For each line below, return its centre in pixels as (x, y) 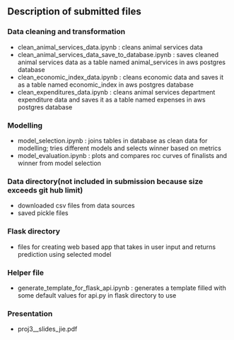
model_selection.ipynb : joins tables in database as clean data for (112, 140)
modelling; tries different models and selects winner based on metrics (119, 148)
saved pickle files (43, 213)
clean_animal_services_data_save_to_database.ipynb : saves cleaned (118, 54)
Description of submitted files (74, 12)
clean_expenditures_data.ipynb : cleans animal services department (116, 92)
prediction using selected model (64, 254)
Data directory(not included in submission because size (105, 181)
